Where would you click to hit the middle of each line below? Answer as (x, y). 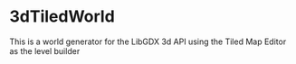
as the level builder (45, 50)
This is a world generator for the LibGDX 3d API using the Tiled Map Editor (148, 41)
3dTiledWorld (62, 17)
